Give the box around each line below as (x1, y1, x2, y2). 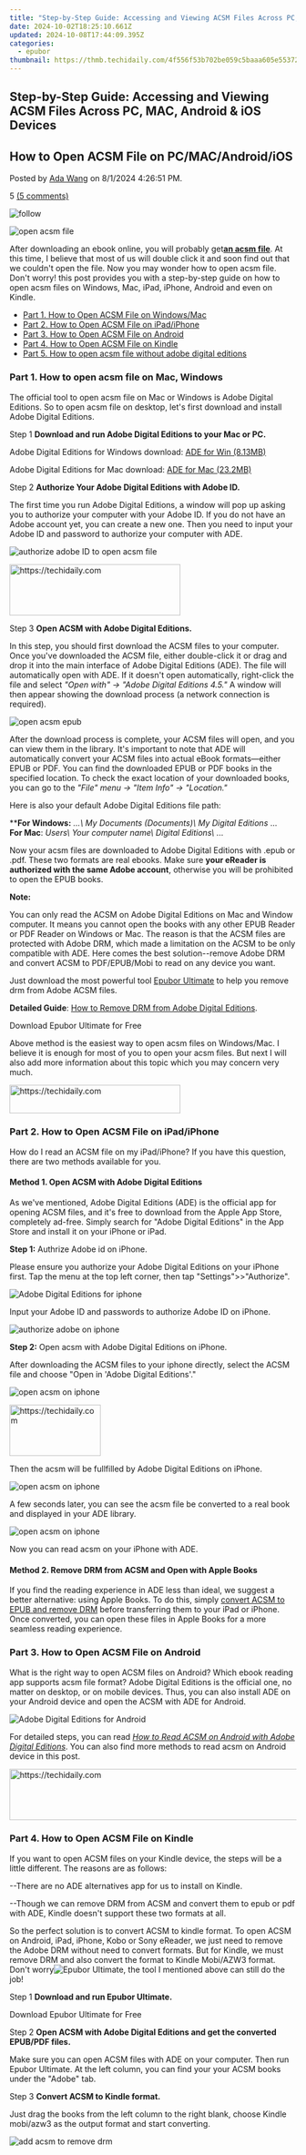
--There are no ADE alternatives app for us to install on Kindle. (9, 1880, 243, 1891)
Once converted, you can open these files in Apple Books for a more (9, 1613, 267, 1625)
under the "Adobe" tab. (9, 2073, 97, 2084)
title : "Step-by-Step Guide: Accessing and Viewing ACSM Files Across (9, 13, 283, 23)
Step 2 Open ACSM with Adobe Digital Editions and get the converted (9, 2027, 277, 2038)
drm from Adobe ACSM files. (9, 984, 117, 995)
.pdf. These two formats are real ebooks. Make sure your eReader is (9, 854, 267, 865)
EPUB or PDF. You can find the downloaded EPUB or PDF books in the (9, 762, 273, 774)
